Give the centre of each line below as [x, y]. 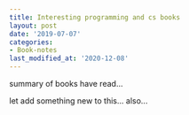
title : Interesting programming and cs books [94, 17]
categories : [31, 42]
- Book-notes [33, 50]
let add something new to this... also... [79, 101]
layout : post [33, 26]
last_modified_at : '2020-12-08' [69, 58]
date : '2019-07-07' [45, 34]
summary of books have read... [66, 84]
